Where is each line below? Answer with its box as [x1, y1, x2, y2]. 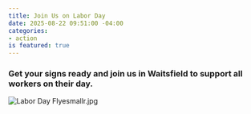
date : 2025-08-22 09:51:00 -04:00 [8, 19, 124, 27]
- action [8, 34, 38, 43]
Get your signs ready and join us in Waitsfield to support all [8, 68, 243, 79]
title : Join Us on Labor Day [8, 11, 106, 20]
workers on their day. [8, 78, 94, 89]
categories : [8, 26, 48, 35]
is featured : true [8, 42, 70, 50]
